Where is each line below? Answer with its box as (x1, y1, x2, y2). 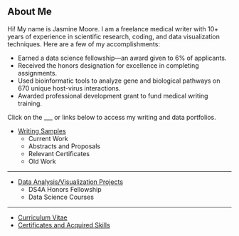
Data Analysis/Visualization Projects (17, 178, 123, 186)
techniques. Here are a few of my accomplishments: (7, 39, 160, 48)
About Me (7, 6, 52, 18)
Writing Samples (17, 126, 66, 135)
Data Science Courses (28, 193, 95, 201)
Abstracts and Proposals (28, 142, 101, 150)
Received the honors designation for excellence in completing (17, 61, 199, 70)
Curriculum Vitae (17, 213, 68, 222)
